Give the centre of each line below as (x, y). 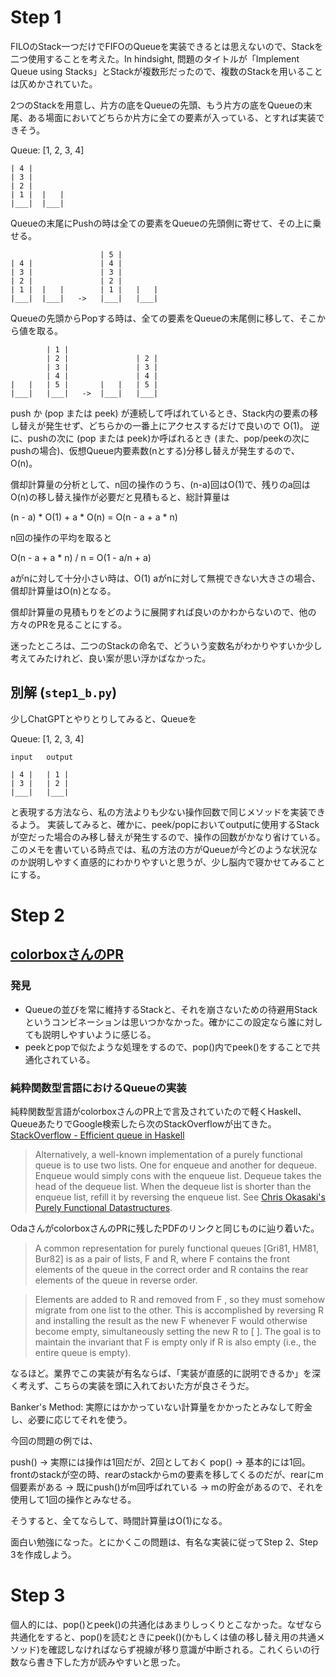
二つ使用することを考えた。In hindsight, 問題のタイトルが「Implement (155, 58)
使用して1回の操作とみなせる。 (73, 1499)
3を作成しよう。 (43, 1554)
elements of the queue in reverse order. (116, 1280)
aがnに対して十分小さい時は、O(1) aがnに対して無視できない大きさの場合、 (165, 578)
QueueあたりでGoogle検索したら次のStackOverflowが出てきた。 (143, 1123)
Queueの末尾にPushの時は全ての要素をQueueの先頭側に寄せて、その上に (161, 223)
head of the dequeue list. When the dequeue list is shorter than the (173, 1186)
